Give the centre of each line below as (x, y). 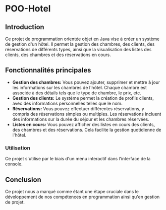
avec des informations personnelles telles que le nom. (67, 103)
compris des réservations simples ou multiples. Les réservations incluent (87, 114)
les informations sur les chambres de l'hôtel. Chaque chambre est (80, 87)
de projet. (15, 202)
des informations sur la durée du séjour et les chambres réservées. (81, 119)
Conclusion (23, 179)
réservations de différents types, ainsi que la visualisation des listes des (79, 49)
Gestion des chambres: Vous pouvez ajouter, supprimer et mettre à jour (86, 82)
